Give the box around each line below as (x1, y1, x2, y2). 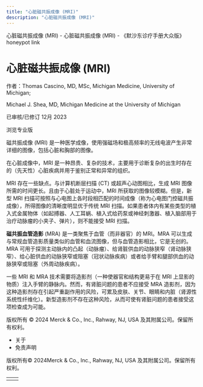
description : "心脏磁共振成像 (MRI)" (6, 14, 95, 20)
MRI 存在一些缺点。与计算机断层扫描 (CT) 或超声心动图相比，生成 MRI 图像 (6, 180, 192, 187)
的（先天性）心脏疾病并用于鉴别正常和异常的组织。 (6, 167, 134, 174)
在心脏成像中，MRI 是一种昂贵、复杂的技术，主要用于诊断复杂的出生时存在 (6, 159, 192, 166)
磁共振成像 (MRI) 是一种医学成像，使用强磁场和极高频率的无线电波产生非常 (6, 139, 192, 146)
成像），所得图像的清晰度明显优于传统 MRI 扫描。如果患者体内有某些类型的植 (6, 203, 196, 210)
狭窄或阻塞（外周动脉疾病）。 (11, 260, 83, 268)
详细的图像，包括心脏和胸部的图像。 (6, 146, 97, 154)
